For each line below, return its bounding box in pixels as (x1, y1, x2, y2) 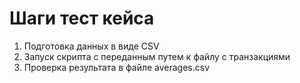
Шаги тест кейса (9, 7, 155, 30)
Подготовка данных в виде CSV (23, 40, 160, 52)
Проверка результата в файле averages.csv (23, 61, 211, 73)
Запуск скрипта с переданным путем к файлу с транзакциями (23, 50, 291, 62)
